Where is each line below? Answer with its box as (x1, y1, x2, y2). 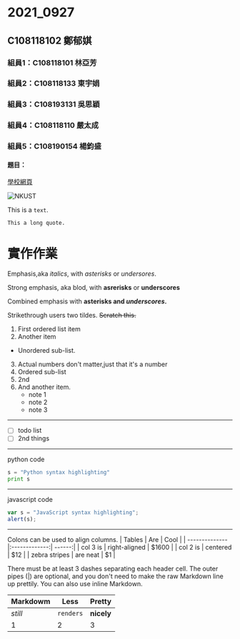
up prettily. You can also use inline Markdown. (7, 579, 143, 588)
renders (56, 609, 84, 618)
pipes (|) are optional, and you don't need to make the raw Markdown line (7, 572, 224, 580)
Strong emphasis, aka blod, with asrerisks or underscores (7, 283, 181, 292)
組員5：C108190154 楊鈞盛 (7, 141, 102, 151)
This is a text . (7, 206, 49, 214)
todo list (17, 426, 42, 435)
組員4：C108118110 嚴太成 (7, 121, 99, 131)
